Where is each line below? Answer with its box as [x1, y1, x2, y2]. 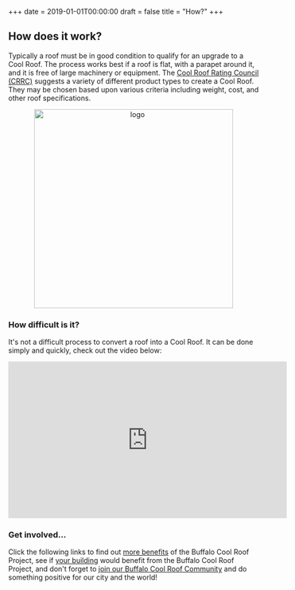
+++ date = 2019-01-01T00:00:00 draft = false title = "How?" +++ [8, 7, 224, 16]
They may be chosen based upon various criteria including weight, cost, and [8, 84, 259, 94]
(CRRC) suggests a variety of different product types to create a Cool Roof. [8, 76, 254, 86]
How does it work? [8, 29, 103, 43]
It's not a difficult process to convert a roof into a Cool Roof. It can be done [8, 338, 254, 347]
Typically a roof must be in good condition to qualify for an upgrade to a [8, 51, 244, 61]
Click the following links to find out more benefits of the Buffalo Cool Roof [8, 547, 250, 557]
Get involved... [8, 529, 67, 541]
